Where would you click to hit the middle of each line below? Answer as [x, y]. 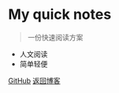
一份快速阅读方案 [55, 37]
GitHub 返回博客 [34, 80]
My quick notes [60, 15]
